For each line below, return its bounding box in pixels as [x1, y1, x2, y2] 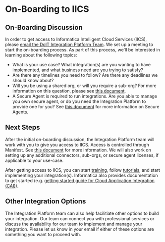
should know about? [12, 78, 54, 83]
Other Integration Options [5, 197, 86, 206]
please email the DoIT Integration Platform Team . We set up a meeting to [5, 42, 154, 48]
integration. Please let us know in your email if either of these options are [5, 226, 155, 232]
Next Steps [5, 123, 40, 132]
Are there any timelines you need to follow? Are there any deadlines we [12, 72, 158, 78]
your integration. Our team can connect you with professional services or [5, 215, 155, 221]
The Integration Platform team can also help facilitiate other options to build [5, 210, 159, 216]
